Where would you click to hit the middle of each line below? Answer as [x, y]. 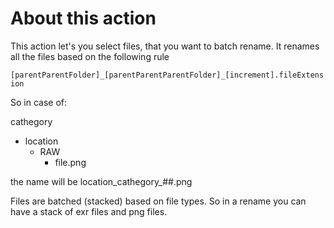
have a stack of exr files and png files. [89, 211]
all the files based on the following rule [90, 56]
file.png [70, 162]
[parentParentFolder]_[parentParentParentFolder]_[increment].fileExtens [167, 75]
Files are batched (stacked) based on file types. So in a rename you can [158, 201]
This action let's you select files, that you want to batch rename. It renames [165, 46]
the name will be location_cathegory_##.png [101, 181]
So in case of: [39, 102]
